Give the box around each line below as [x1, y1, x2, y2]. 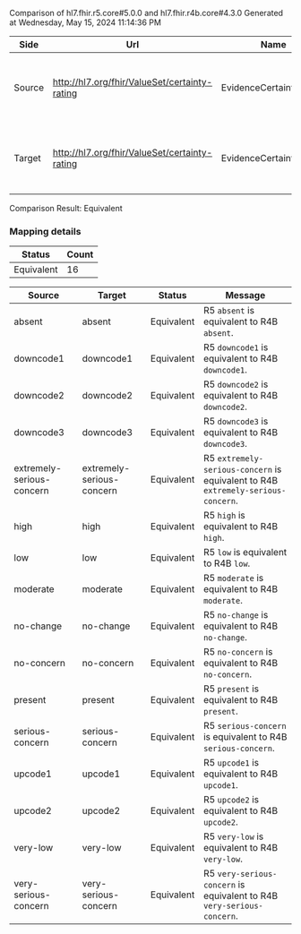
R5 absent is [202, 304, 255, 317]
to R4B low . [202, 557, 251, 570]
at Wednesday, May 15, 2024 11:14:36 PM [9, 17, 161, 28]
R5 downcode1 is [202, 341, 269, 354]
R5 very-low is [202, 830, 264, 843]
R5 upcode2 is [202, 793, 260, 806]
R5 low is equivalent [202, 546, 288, 559]
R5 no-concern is [202, 646, 273, 658]
